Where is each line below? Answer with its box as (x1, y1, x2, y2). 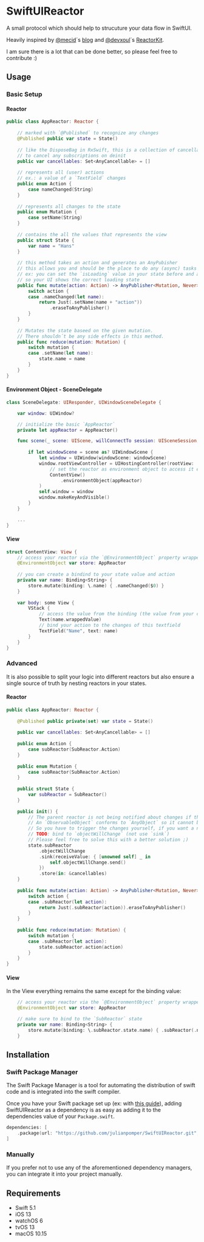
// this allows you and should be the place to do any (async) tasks (17, 265, 197, 271)
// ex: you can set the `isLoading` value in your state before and (17, 271, 194, 278)
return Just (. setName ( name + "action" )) (38, 299, 143, 305)
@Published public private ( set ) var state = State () (17, 718, 154, 724)
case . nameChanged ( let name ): (28, 293, 104, 300)
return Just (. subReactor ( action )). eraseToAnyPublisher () (38, 904, 186, 910)
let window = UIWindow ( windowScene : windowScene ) (38, 455, 167, 461)
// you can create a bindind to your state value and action (17, 572, 175, 578)
